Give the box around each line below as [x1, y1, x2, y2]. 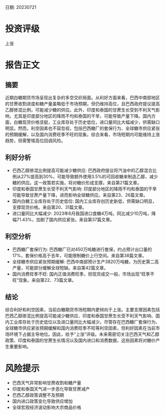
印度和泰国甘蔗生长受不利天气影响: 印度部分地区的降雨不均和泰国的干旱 [12, 186, 157, 192]
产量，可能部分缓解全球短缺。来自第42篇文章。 [12, 265, 109, 270]
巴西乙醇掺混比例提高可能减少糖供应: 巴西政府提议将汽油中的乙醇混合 [12, 167, 153, 173]
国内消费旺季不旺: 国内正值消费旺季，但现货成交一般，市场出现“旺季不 [12, 271, 155, 277]
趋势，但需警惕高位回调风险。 [5, 137, 65, 144]
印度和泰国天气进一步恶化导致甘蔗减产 [12, 386, 90, 392]
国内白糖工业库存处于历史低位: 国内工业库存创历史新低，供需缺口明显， [12, 198, 157, 204]
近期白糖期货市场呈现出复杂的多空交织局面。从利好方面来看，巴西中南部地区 [5, 94, 160, 100]
